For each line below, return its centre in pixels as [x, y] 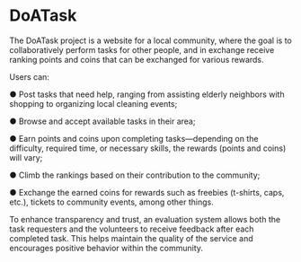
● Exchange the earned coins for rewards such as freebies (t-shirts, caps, [147, 192]
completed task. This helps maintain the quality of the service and [131, 238]
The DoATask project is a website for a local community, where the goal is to [150, 40]
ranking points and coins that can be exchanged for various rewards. [137, 59]
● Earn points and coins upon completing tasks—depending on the [134, 138]
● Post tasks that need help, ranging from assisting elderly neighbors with [147, 94]
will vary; [26, 157]
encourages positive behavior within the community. [106, 248]
